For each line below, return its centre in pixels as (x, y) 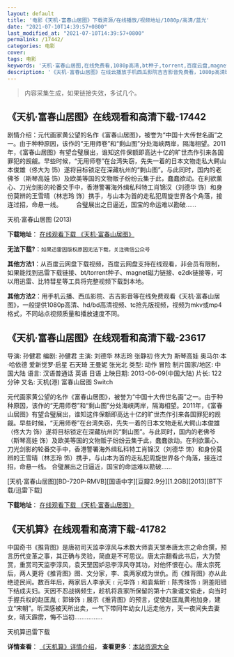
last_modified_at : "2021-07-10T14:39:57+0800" (76, 33)
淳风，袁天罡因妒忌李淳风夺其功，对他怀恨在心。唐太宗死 (138, 564)
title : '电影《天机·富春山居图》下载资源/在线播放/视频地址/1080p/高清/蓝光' (109, 20)
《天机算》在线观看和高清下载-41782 (87, 529)
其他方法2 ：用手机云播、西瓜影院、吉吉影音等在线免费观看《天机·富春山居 (114, 296)
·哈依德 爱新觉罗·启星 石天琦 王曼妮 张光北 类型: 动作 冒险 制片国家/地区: (110, 365)
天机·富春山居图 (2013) (39, 220)
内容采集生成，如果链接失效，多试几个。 (82, 93)
